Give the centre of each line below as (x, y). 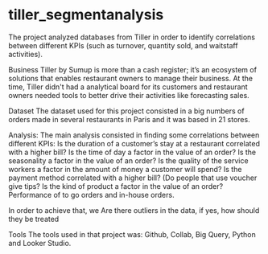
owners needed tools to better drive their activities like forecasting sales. (129, 95)
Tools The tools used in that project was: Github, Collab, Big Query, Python (132, 234)
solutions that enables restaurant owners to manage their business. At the (131, 78)
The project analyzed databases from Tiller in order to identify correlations (132, 37)
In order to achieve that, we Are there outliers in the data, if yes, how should (134, 210)
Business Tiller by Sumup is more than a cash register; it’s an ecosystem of (133, 69)
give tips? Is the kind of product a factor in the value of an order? (116, 186)
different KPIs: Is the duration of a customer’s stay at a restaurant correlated (134, 143)
